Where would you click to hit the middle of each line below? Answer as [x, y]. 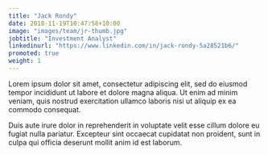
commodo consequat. [45, 109]
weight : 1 [25, 61]
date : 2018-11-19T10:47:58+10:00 [64, 23]
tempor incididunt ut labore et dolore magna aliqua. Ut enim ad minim [123, 92]
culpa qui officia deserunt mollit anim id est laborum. [95, 142]
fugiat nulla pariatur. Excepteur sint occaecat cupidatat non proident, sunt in [134, 133]
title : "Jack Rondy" [43, 16]
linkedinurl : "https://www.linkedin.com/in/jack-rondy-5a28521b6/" [124, 46]
